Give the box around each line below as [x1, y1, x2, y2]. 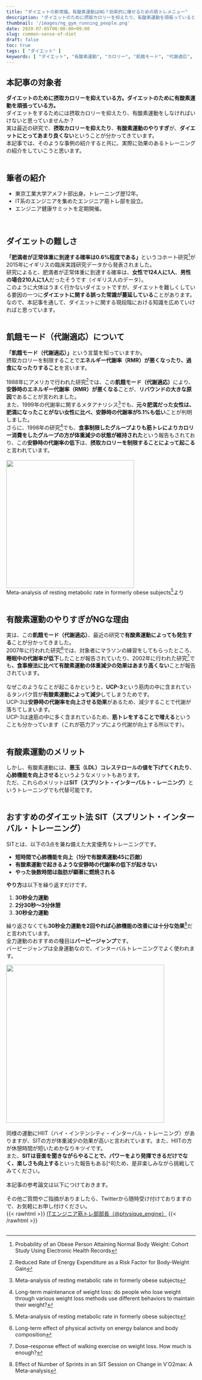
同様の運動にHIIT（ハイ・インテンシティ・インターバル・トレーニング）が [6, 1130, 190, 1137]
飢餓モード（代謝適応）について [6, 332, 125, 342]
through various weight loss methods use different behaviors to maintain [14, 1295, 195, 1302]
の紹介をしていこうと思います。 [6, 147, 85, 154]
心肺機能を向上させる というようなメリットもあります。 [6, 771, 143, 779]
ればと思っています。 [6, 306, 58, 313]
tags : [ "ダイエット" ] [6, 48, 61, 54]
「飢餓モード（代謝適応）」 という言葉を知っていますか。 [6, 349, 146, 356]
